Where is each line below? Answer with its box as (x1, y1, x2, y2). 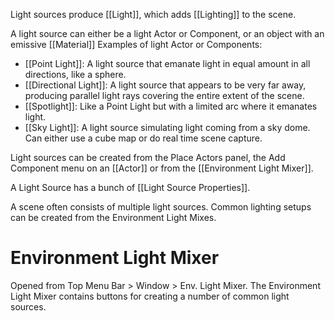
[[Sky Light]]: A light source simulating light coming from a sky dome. (24, 122, 311, 133)
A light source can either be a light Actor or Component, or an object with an (10, 28, 325, 39)
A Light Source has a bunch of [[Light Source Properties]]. (10, 182, 251, 193)
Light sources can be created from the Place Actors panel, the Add (10, 152, 286, 163)
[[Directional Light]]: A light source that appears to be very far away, (24, 79, 307, 91)
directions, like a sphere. (24, 69, 127, 80)
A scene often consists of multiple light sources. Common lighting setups (10, 201, 312, 213)
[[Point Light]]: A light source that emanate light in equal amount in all (24, 58, 311, 69)
